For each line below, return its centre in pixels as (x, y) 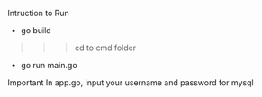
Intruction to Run (39, 13)
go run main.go (49, 65)
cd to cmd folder (105, 48)
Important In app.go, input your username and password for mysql (131, 83)
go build (36, 30)
